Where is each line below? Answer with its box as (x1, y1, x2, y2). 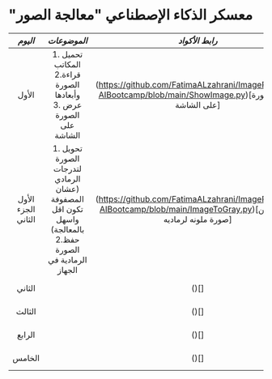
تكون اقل (51, 203, 83, 215)
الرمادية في (48, 253, 87, 265)
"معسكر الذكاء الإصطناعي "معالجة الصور (8, 6, 253, 24)
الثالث (15, 305, 36, 317)
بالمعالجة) (50, 224, 85, 235)
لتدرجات (53, 163, 83, 174)
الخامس (12, 352, 40, 364)
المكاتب (53, 58, 81, 70)
